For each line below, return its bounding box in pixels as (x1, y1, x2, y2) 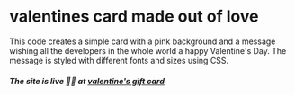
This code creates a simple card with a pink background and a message (9, 36, 276, 47)
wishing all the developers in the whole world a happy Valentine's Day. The (9, 45, 287, 56)
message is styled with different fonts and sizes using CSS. (9, 55, 229, 65)
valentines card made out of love (9, 6, 259, 27)
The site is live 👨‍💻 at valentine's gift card (9, 75, 165, 86)
